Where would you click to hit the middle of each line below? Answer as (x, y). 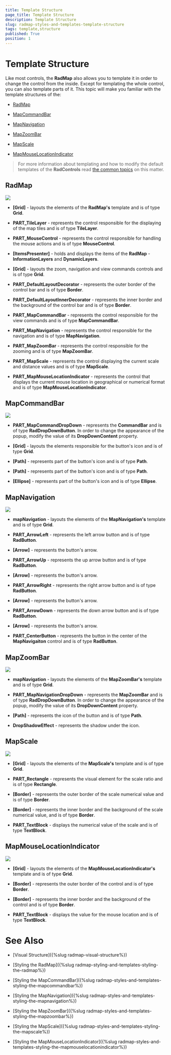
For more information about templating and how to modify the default (90, 164)
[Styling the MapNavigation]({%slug (51, 995)
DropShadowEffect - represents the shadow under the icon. (76, 726)
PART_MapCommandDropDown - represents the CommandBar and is (87, 425)
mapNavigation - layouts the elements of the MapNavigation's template (89, 519)
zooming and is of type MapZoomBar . (53, 351)
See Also (25, 941)
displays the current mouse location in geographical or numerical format (89, 382)
